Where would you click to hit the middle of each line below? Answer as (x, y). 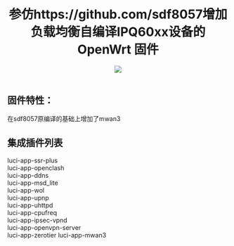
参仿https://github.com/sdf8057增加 (118, 14)
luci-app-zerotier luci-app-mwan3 (57, 235)
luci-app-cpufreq (32, 212)
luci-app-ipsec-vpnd (38, 220)
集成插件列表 (35, 143)
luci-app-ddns (28, 175)
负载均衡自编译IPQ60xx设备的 (118, 32)
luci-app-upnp (28, 198)
